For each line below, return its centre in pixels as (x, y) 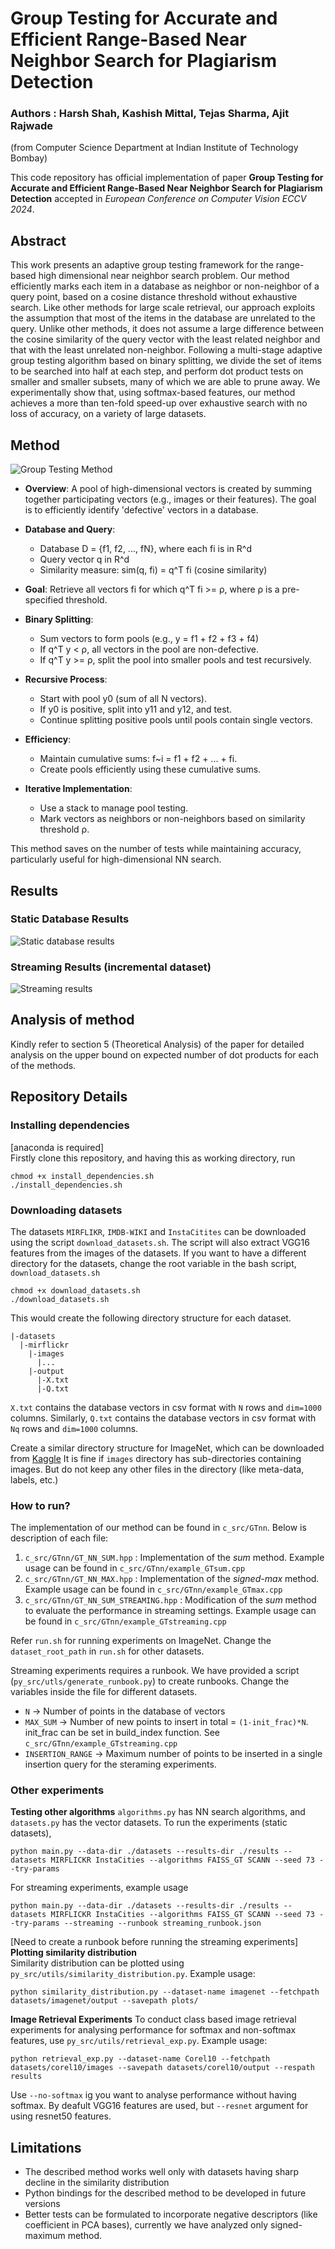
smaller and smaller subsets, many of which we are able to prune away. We (165, 382)
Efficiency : (48, 739)
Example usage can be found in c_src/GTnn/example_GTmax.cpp (153, 1589)
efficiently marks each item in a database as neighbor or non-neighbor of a (165, 286)
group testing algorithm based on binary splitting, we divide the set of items (166, 361)
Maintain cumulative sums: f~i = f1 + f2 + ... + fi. (138, 759)
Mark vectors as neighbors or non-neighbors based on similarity (172, 819)
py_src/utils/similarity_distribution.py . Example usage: (133, 1974)
